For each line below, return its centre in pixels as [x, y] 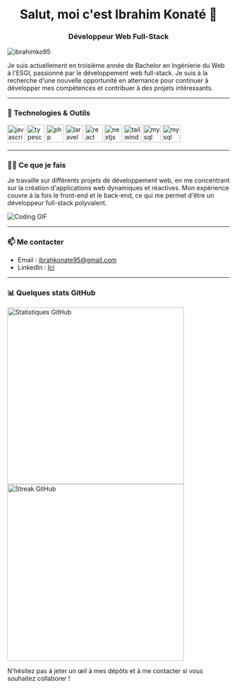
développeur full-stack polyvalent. [57, 203]
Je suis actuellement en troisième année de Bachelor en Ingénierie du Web [116, 66]
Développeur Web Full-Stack [119, 37]
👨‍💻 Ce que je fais [37, 165]
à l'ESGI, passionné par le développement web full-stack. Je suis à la [108, 73]
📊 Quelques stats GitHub [51, 293]
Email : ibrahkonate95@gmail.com [67, 260]
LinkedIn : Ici [36, 267]
